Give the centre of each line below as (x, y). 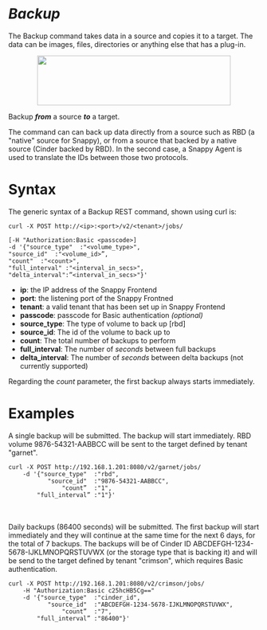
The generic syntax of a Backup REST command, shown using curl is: (122, 211)
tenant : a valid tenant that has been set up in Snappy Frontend (122, 307)
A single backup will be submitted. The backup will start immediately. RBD (130, 436)
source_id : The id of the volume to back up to (95, 332)
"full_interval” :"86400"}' (83, 618)
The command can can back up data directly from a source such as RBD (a (132, 131)
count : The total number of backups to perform (98, 340)
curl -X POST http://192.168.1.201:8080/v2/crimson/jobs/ (106, 583)
